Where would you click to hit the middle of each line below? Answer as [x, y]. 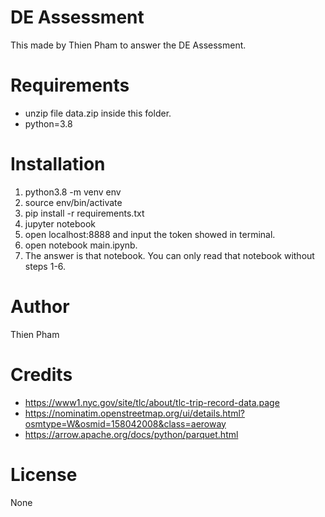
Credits [41, 374]
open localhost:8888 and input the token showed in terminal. [150, 234]
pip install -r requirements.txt [84, 213]
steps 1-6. [45, 266]
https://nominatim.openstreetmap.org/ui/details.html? [134, 413]
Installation [58, 164]
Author [40, 307]
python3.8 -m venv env [73, 192]
